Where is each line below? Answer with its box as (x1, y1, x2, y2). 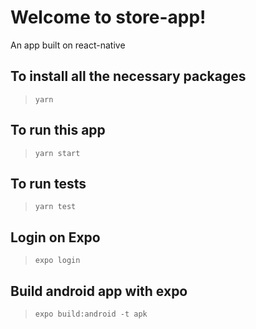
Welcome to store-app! (10, 6, 207, 29)
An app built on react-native (10, 39, 126, 51)
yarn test (34, 202, 77, 212)
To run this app (10, 122, 106, 139)
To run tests (10, 175, 87, 192)
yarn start (34, 148, 81, 158)
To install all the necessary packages (10, 68, 247, 85)
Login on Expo (10, 229, 101, 246)
